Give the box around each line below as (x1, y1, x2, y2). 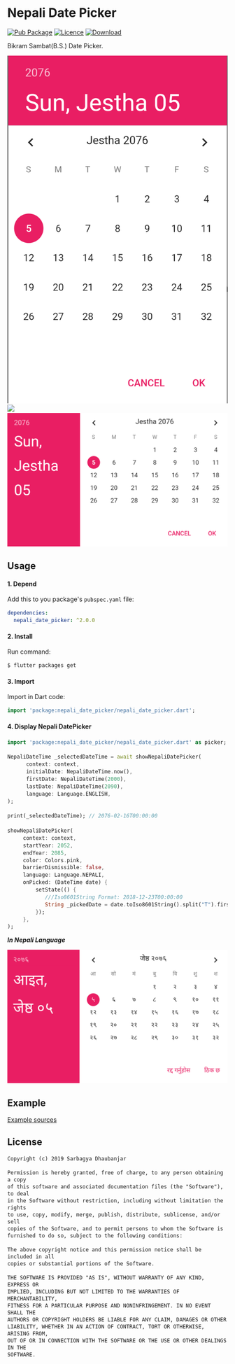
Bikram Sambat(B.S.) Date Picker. (7, 41, 104, 50)
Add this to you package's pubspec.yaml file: (7, 595, 134, 603)
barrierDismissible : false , (22, 864, 105, 871)
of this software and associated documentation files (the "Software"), (7, 1183, 224, 1190)
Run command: (7, 647, 51, 656)
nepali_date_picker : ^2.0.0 (13, 617, 96, 624)
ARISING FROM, (7, 1330, 49, 1337)
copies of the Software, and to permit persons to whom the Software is (7, 1225, 224, 1232)
